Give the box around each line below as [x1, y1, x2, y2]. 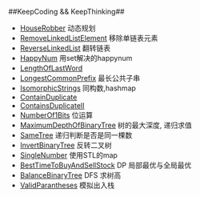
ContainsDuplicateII [19, 101, 86, 111]
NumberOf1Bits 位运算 [19, 111, 94, 119]
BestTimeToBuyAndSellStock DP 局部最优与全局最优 [19, 160, 192, 170]
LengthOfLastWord [19, 63, 83, 73]
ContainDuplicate [19, 92, 78, 102]
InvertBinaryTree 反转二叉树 [19, 140, 112, 150]
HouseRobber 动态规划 [19, 23, 96, 33]
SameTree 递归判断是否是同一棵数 [19, 131, 133, 139]
